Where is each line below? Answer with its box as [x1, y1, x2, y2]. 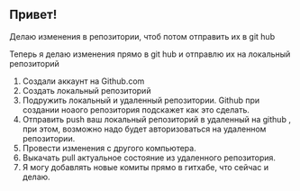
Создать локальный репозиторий [22, 85, 151, 95]
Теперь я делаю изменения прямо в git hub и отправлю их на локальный [9, 49, 291, 59]
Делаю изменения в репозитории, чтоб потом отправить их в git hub [9, 31, 276, 41]
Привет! [9, 7, 58, 23]
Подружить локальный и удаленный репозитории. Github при [22, 95, 260, 105]
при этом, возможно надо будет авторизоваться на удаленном [22, 123, 267, 134]
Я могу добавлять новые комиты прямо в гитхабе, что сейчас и [22, 161, 268, 172]
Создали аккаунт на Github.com [22, 76, 145, 86]
